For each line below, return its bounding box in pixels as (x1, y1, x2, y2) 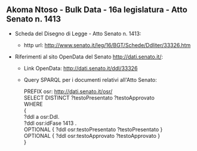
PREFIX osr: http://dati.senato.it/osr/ (23, 88, 113, 95)
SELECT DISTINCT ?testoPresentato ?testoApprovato (23, 94, 155, 101)
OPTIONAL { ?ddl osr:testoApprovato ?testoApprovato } (23, 132, 161, 139)
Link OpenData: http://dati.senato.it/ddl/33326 (23, 64, 138, 72)
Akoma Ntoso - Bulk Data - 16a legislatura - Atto (6, 5, 188, 15)
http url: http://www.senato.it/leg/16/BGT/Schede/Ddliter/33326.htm (23, 41, 191, 48)
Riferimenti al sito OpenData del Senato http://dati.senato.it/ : (14, 53, 163, 60)
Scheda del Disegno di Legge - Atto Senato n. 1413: (14, 30, 141, 37)
